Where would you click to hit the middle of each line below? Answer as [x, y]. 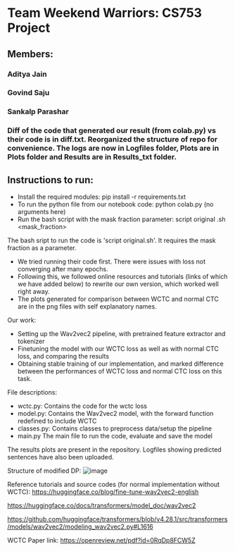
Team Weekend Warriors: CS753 [105, 13]
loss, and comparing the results [63, 357]
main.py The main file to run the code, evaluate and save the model [115, 436]
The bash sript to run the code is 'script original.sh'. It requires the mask [112, 240]
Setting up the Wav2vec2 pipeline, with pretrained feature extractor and [121, 334]
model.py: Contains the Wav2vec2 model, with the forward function [115, 414]
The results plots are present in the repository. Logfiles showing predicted [114, 450]
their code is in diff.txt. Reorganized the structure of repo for [113, 140]
